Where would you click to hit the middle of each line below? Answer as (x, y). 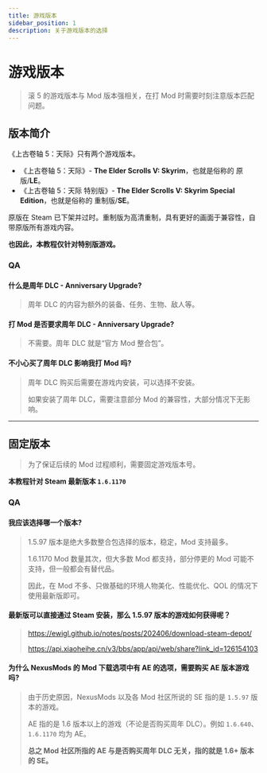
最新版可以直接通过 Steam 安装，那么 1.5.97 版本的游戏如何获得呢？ (120, 615)
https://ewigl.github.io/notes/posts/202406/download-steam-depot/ (140, 633)
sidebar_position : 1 (43, 23)
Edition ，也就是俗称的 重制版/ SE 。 (76, 200)
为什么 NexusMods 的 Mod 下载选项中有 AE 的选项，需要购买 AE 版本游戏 (129, 668)
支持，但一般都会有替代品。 (73, 569)
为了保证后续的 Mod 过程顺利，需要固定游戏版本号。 (114, 464)
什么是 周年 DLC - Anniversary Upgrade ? (75, 285)
